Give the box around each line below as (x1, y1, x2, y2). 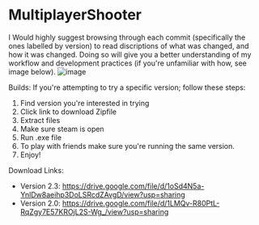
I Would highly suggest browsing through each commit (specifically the (8, 32, 246, 42)
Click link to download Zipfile (19, 107, 117, 117)
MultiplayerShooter (8, 6, 142, 24)
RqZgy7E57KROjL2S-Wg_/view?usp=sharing (19, 206, 169, 216)
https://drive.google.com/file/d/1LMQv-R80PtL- (62, 198, 220, 208)
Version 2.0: (19, 198, 61, 208)
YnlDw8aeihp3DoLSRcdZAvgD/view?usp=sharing (19, 189, 186, 199)
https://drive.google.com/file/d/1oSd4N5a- (62, 180, 205, 191)
